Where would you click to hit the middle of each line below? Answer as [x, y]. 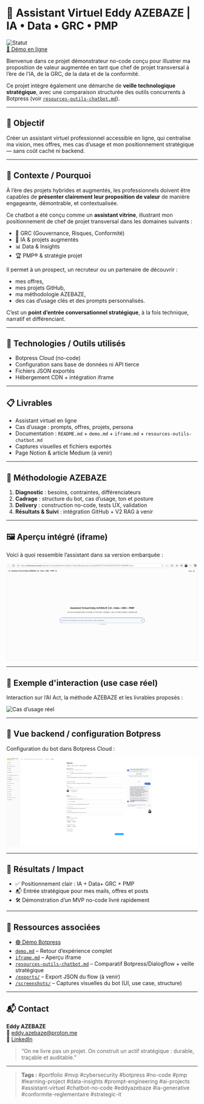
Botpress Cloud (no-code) [48, 358]
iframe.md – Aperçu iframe [48, 957]
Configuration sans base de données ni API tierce [77, 365]
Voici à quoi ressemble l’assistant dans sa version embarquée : [85, 555]
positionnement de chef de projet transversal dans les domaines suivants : [99, 221]
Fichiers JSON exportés [45, 371]
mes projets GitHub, [40, 288]
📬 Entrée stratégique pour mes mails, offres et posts [82, 891]
